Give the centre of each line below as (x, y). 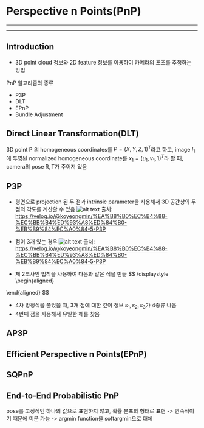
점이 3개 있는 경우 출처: (55, 242)
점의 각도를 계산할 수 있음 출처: (64, 209)
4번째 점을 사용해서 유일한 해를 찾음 (57, 314)
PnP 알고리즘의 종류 (30, 83)
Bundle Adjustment (39, 114)
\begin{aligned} (35, 281)
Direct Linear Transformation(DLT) (73, 134)
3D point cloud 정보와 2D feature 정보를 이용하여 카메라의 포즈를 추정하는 (103, 62)
